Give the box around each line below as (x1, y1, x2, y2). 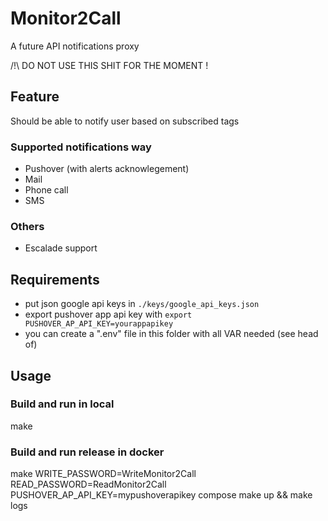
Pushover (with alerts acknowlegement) (24, 163, 190, 175)
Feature (10, 88, 60, 106)
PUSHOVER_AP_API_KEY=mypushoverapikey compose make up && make (10, 489, 313, 501)
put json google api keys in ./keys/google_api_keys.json (24, 298, 260, 310)
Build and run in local (10, 397, 115, 411)
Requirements (10, 271, 100, 288)
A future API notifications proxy (10, 40, 140, 52)
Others (10, 219, 45, 233)
